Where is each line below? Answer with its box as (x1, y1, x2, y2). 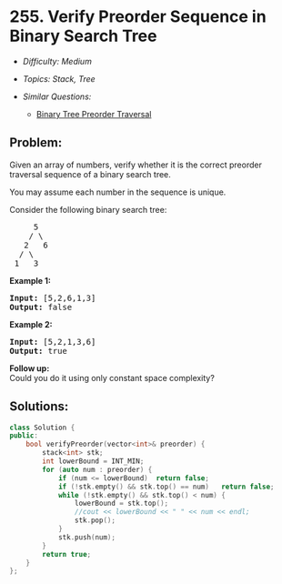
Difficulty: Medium (22, 55, 93, 66)
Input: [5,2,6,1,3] (9, 293, 96, 303)
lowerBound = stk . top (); (74, 498, 169, 508)
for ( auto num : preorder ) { (42, 465, 153, 474)
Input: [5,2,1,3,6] (9, 337, 96, 347)
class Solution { (9, 423, 76, 432)
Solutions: (9, 398, 69, 415)
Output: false (9, 302, 73, 312)
